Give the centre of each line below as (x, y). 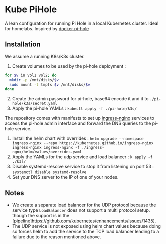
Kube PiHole (31, 9)
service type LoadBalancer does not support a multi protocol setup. (81, 210)
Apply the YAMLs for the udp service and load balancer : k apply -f (82, 157)
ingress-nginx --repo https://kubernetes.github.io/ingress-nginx (83, 143)
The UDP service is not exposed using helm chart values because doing (86, 226)
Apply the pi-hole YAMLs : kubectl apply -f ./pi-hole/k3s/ (75, 108)
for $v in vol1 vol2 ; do (31, 75)
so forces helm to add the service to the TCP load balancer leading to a (86, 232)
